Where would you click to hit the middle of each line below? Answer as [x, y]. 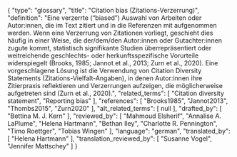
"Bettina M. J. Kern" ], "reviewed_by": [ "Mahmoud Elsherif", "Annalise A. [115, 116]
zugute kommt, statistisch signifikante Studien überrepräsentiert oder [110, 48]
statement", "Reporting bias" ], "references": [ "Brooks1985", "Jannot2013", [118, 101]
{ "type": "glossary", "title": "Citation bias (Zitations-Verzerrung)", [104, 10]
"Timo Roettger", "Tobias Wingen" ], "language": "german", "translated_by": [119, 131]
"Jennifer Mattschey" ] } [42, 146]
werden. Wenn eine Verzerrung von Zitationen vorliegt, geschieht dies [110, 33]
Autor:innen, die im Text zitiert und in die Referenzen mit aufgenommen [112, 25]
